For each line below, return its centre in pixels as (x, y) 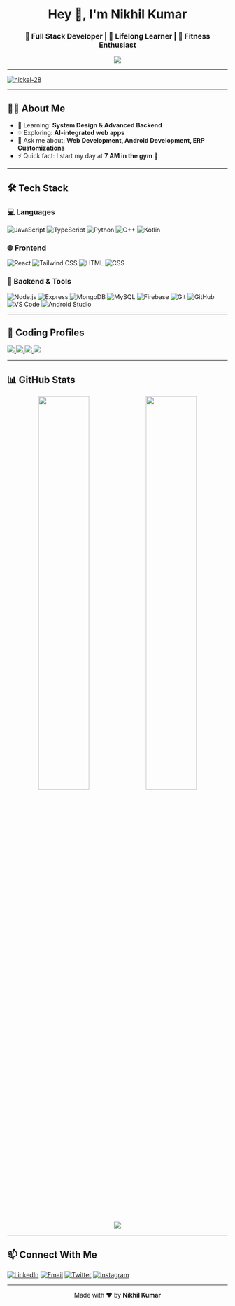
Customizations (41, 148)
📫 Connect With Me (52, 1255)
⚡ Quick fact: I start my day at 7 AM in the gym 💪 (88, 156)
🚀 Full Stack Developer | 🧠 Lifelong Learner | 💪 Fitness (117, 36)
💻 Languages (31, 211)
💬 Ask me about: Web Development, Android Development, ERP (111, 141)
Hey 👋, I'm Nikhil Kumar (117, 14)
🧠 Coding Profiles (46, 332)
